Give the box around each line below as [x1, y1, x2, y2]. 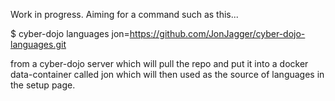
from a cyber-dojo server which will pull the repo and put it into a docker [10, 58, 309, 69]
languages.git [10, 39, 67, 50]
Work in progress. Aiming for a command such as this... [10, 9, 239, 20]
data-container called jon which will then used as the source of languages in [10, 69, 325, 80]
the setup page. [10, 79, 76, 91]
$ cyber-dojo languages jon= [10, 28, 130, 39]
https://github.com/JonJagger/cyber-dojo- [129, 28, 306, 39]
